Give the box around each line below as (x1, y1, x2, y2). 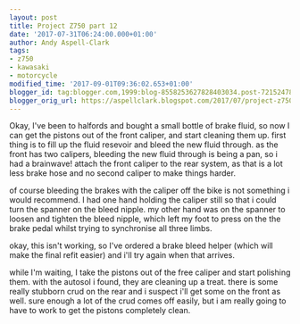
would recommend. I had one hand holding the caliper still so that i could (9, 195, 277, 205)
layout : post (9, 12, 58, 22)
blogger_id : (9, 87, 54, 96)
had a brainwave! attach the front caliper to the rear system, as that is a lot (9, 158, 283, 170)
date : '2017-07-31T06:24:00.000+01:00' (9, 29, 158, 38)
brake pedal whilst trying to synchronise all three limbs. (9, 223, 212, 234)
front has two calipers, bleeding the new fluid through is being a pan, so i (9, 149, 279, 160)
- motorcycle (9, 71, 58, 80)
